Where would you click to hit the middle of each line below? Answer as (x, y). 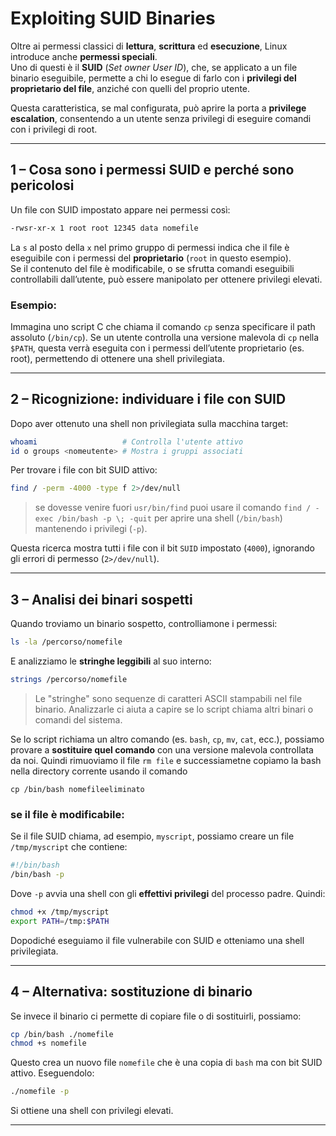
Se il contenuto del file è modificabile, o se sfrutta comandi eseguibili (152, 268)
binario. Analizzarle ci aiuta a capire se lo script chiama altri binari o (174, 709)
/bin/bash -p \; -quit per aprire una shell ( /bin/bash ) (170, 518)
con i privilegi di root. (54, 129)
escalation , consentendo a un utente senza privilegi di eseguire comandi (161, 118)
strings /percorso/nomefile (69, 680)
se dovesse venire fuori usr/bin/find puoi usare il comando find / (173, 508)
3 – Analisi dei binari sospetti (101, 599)
